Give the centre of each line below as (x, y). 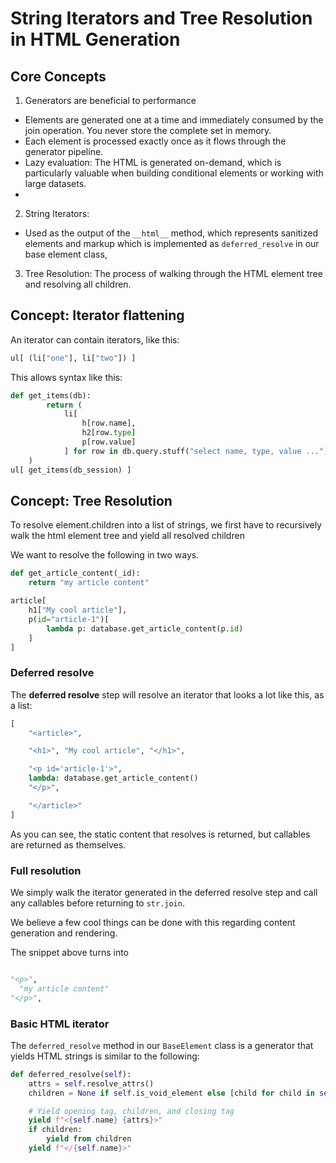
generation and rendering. (64, 933)
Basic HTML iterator (60, 1024)
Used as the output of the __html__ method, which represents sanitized (171, 233)
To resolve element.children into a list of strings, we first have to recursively (166, 525)
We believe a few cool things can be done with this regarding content (153, 922)
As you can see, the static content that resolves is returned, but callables (160, 834)
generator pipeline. (64, 151)
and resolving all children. (78, 284)
